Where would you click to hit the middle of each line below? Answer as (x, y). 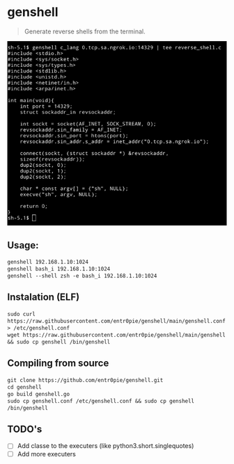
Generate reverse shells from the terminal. (85, 31)
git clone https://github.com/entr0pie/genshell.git (85, 380)
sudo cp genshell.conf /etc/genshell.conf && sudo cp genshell (101, 401)
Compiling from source (58, 363)
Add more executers (47, 454)
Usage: (23, 245)
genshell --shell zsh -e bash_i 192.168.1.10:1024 (82, 276)
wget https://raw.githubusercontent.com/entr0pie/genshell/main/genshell (117, 335)
